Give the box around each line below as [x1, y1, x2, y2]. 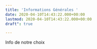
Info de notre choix [5, 39, 45, 45]
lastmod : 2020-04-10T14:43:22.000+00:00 [5, 16, 92, 21]
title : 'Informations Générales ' [5, 7, 79, 12]
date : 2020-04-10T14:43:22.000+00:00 [5, 12, 85, 17]
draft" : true [5, 21, 33, 26]
